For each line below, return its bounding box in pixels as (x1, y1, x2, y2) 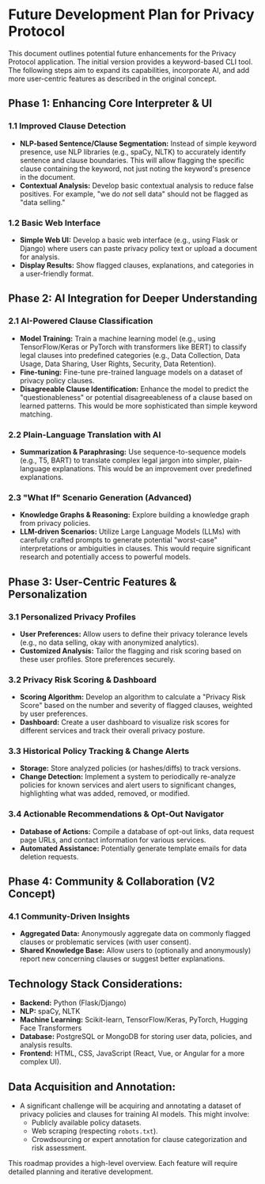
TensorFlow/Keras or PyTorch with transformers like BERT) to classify (19, 342, 247, 352)
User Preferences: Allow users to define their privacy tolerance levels (19, 629, 248, 638)
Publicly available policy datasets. (31, 1118, 142, 1128)
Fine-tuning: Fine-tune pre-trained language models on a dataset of (19, 367, 244, 377)
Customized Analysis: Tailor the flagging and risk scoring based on (19, 645, 241, 655)
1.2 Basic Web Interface (8, 217, 101, 228)
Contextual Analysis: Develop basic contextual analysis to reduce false (19, 181, 255, 190)
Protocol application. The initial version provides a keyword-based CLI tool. (8, 57, 253, 67)
